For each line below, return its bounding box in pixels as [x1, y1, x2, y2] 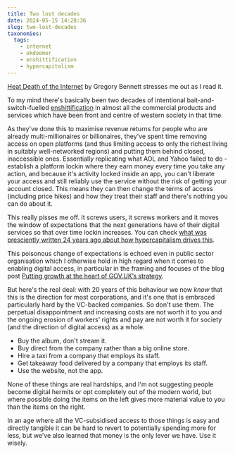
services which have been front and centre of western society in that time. [7, 111, 223, 119]
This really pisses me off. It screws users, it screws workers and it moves [7, 213, 220, 221]
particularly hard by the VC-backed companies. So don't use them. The [7, 300, 215, 309]
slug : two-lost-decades [7, 23, 77, 30]
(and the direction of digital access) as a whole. [7, 322, 146, 331]
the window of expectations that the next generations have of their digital [7, 220, 220, 229]
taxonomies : [7, 30, 42, 37]
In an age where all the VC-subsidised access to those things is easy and [7, 416, 220, 424]
